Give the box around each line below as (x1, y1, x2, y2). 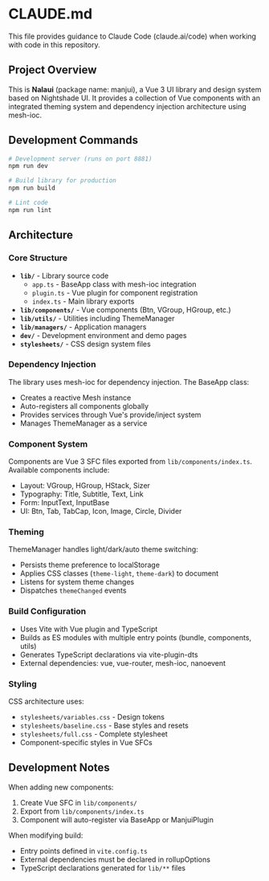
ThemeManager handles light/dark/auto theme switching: (8, 545, 198, 554)
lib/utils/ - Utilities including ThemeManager (19, 313, 175, 323)
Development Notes (8, 761, 110, 775)
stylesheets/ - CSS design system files (19, 339, 151, 349)
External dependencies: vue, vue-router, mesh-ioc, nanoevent (19, 658, 226, 667)
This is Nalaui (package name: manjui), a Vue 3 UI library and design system (8, 84, 262, 94)
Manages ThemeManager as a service (19, 418, 148, 428)
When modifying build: (8, 830, 84, 840)
